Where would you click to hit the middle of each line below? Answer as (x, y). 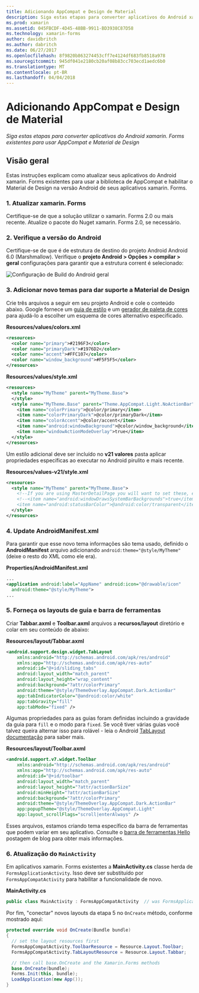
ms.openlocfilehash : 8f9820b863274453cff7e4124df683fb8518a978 (86, 56)
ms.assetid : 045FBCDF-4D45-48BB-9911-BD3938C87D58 (70, 28)
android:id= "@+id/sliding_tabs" (57, 668)
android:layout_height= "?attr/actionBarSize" (74, 787)
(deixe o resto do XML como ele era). (52, 556)
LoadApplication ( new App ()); (47, 979)
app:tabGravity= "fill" (45, 701)
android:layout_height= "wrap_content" (65, 680)
